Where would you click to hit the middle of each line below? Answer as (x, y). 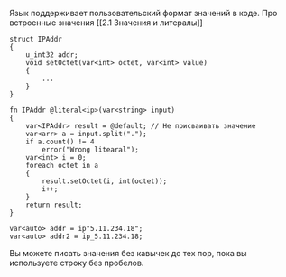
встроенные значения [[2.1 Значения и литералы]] (106, 23)
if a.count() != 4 (60, 142)
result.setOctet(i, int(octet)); (105, 181)
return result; (54, 205)
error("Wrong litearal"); (91, 150)
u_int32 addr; (52, 55)
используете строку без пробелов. (77, 263)
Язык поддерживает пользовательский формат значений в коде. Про (143, 13)
